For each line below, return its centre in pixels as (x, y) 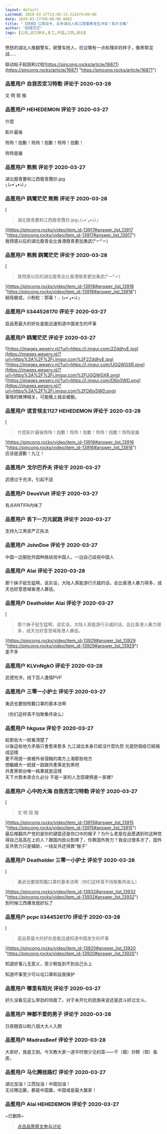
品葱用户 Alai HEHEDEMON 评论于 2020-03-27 (62, 1104)
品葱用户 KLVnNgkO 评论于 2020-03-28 (54, 666)
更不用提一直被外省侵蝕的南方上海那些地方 (49, 758)
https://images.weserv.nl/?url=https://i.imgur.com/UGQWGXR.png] (77, 365)
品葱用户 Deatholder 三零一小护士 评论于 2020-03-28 (70, 860)
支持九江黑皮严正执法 (27, 531)
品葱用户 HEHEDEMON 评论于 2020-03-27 (57, 110)
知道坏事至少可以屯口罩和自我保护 (40, 974)
